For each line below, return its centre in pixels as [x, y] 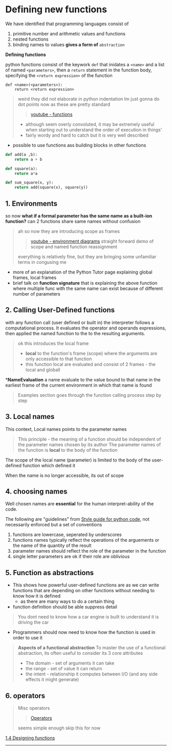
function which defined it [49, 465]
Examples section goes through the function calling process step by [90, 395]
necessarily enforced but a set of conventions [54, 525]
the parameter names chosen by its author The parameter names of [89, 444]
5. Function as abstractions [50, 572]
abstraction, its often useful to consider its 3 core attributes [80, 653]
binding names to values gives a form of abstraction [69, 44]
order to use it [27, 638]
